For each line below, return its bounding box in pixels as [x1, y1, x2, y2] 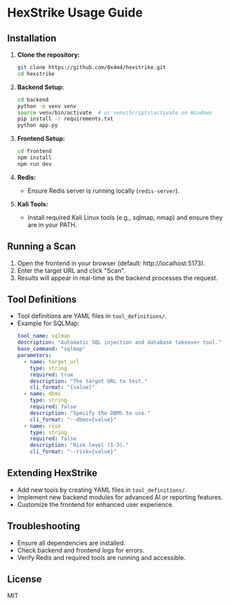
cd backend [17, 96, 49, 103]
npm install [17, 154, 52, 161]
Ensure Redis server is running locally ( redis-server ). [27, 186, 180, 195]
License [7, 573, 42, 585]
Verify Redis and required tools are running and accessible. [17, 553, 186, 561]
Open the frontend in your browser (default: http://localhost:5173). [17, 259, 206, 267]
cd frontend [17, 148, 52, 155]
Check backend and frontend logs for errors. [17, 546, 145, 554]
